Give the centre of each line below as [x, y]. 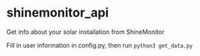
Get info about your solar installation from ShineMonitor [85, 32]
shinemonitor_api [57, 13]
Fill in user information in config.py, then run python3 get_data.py [100, 45]
